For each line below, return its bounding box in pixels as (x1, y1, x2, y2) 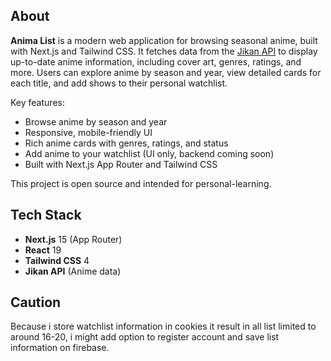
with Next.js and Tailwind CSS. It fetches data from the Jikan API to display (10, 45, 318, 57)
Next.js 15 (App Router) (24, 233, 123, 245)
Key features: (10, 96, 65, 108)
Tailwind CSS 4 (24, 254, 90, 266)
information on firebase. (10, 342, 110, 354)
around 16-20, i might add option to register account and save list (10, 331, 280, 343)
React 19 (24, 244, 62, 256)
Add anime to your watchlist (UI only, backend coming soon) (24, 147, 275, 159)
